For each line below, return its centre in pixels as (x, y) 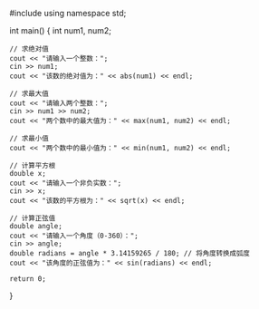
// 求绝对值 (29, 49)
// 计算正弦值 (33, 218)
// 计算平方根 (33, 166)
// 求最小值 (29, 139)
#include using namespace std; (68, 13)
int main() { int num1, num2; (60, 30)
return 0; (28, 279)
